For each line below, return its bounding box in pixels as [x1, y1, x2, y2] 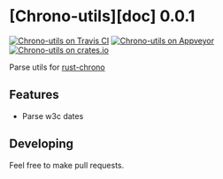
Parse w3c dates [21, 110, 84, 121]
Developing [9, 137, 73, 152]
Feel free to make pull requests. [9, 160, 125, 170]
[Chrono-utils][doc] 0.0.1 [9, 6, 196, 26]
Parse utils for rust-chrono [9, 62, 105, 72]
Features [9, 87, 59, 102]
